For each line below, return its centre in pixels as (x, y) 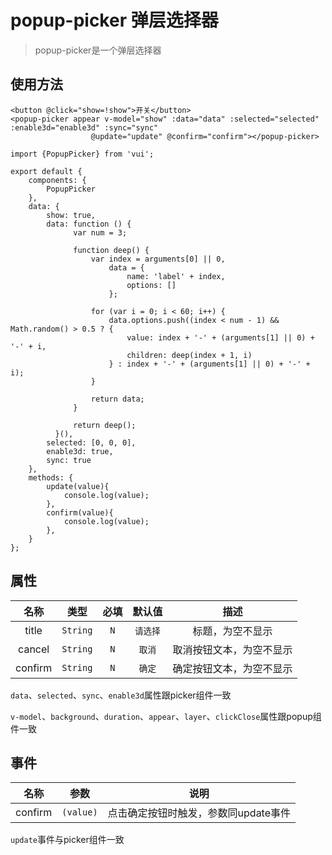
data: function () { (89, 224)
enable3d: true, (80, 451)
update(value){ (78, 486)
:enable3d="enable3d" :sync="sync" (84, 127)
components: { (57, 180)
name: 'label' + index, (176, 276)
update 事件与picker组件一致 (67, 840)
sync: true (69, 460)
